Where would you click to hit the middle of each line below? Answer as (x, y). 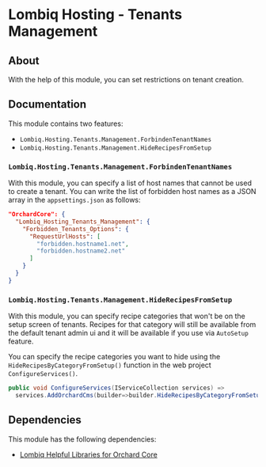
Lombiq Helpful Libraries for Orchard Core (89, 454)
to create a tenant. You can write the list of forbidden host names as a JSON (132, 192)
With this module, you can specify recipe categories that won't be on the (127, 316)
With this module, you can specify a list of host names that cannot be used (130, 183)
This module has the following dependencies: (82, 439)
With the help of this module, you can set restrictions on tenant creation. (126, 80)
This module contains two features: (66, 123)
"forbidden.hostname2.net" (81, 251)
